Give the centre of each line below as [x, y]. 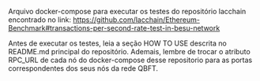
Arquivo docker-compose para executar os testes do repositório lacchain [127, 11]
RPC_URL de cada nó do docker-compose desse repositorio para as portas [130, 60]
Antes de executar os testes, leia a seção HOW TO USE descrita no [117, 43]
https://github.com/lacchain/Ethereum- [136, 20]
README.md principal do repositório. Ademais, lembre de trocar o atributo [129, 52]
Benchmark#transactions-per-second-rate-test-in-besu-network [114, 28]
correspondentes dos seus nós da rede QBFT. [83, 68]
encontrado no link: [40, 20]
